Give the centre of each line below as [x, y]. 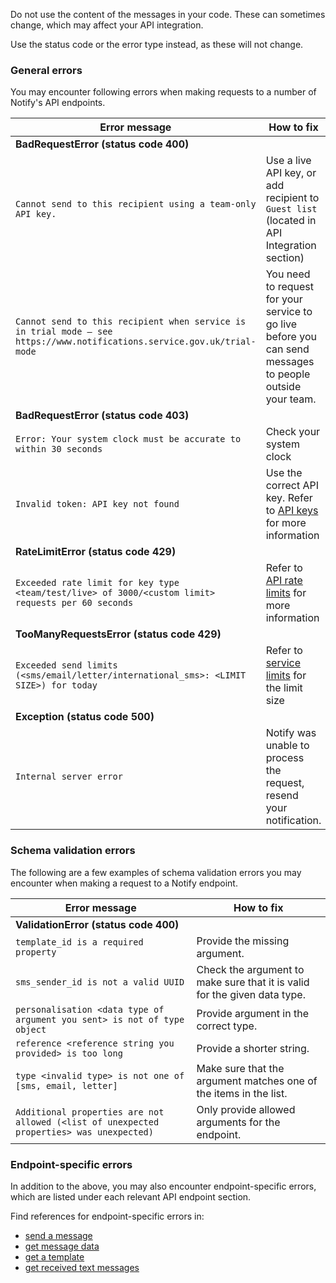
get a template [54, 1256]
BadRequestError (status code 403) [102, 416]
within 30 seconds [59, 449]
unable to [287, 746]
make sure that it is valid [253, 982]
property [36, 952]
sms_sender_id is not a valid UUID [100, 982]
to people [288, 374]
